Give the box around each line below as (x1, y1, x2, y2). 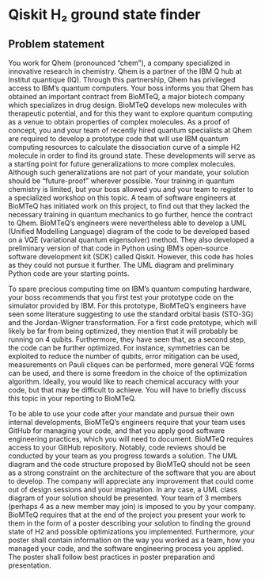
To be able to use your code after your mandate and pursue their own (8, 409, 235, 418)
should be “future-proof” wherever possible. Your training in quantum (8, 176, 235, 186)
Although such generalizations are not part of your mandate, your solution (8, 168, 249, 177)
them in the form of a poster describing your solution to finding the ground (8, 519, 251, 528)
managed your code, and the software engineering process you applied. (8, 544, 244, 553)
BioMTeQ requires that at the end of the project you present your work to (8, 510, 246, 519)
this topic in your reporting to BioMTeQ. (8, 394, 137, 403)
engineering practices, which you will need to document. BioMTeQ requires (8, 434, 254, 443)
